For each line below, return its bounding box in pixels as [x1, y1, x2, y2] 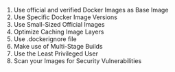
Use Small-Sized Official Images [13, 21, 105, 28]
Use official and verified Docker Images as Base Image [13, 6, 169, 14]
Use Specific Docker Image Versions [13, 13, 118, 21]
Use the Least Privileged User [13, 49, 98, 58]
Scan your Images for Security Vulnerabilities [13, 57, 142, 64]
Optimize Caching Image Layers [13, 27, 104, 36]
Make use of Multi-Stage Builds [13, 43, 103, 50]
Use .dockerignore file [13, 35, 77, 43]
